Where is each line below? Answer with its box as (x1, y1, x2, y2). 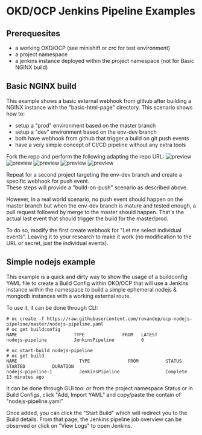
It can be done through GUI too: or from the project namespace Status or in (6, 384, 193, 391)
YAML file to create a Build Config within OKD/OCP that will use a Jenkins (6, 280, 189, 287)
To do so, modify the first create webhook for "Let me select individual (6, 226, 182, 234)
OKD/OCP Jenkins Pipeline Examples (6, 4, 196, 18)
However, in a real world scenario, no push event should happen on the (6, 195, 183, 203)
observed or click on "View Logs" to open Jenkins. (6, 422, 133, 429)
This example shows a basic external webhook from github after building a (6, 97, 192, 104)
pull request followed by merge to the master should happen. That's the (6, 208, 185, 215)
